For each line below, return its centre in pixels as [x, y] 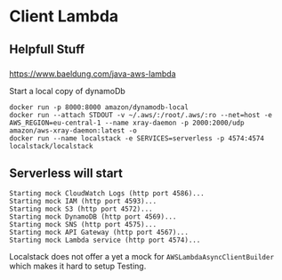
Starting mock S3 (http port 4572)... [81, 209]
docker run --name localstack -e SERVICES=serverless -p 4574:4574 [137, 138]
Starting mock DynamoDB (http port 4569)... [93, 217]
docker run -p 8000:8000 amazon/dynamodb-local [99, 107]
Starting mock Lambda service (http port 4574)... [105, 240]
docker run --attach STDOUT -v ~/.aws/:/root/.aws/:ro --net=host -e [141, 115]
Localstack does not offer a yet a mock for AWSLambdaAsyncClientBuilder [141, 257]
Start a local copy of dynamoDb [68, 91]
